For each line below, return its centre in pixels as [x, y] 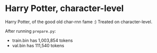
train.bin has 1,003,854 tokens [42, 40]
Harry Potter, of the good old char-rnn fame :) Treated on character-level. [79, 22]
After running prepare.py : [30, 31]
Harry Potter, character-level [64, 8]
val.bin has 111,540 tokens [38, 45]
